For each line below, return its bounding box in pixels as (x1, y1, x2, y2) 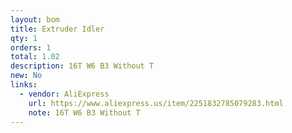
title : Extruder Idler (10, 24, 105, 34)
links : (10, 80, 38, 90)
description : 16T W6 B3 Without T (10, 61, 155, 71)
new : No (10, 71, 43, 81)
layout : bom (10, 14, 60, 25)
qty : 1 (10, 33, 38, 43)
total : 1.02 (10, 52, 60, 62)
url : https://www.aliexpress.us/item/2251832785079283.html (28, 98, 284, 108)
